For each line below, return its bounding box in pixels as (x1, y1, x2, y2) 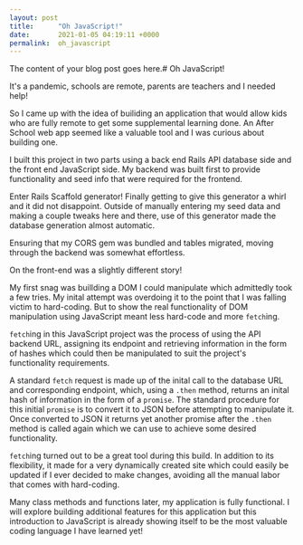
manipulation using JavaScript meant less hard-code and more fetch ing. (9, 311, 280, 322)
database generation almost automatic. (9, 220, 156, 231)
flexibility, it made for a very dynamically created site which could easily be (9, 460, 289, 471)
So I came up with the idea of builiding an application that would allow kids (9, 108, 288, 119)
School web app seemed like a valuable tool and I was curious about (9, 128, 265, 139)
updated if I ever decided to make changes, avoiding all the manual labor (9, 470, 280, 481)
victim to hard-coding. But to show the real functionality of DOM (9, 301, 249, 312)
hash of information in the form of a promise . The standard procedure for (9, 395, 280, 406)
